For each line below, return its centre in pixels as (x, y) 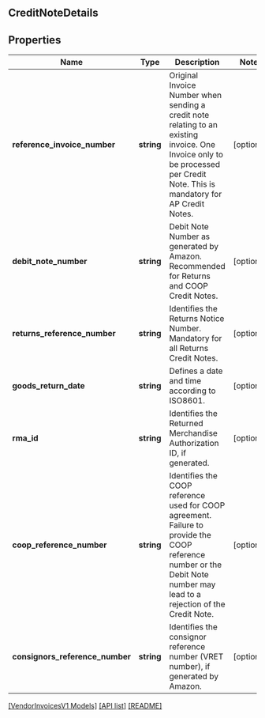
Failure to (186, 525)
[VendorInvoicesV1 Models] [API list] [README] (85, 706)
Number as (190, 236)
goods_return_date (49, 386)
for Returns (190, 276)
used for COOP (197, 505)
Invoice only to (196, 155)
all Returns (189, 349)
